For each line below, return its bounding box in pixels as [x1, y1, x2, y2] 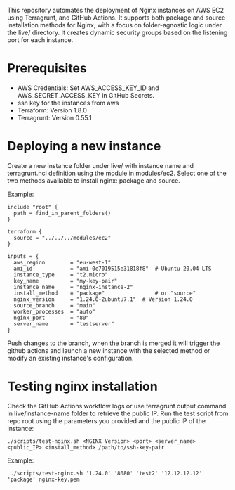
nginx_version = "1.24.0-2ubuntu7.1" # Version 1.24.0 [13, 295, 193, 303]
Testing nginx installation [7, 379, 158, 394]
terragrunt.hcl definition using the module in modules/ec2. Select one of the [7, 169, 227, 177]
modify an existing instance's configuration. [7, 354, 134, 362]
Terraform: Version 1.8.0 [17, 105, 88, 115]
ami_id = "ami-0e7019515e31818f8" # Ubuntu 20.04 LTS [13, 265, 212, 272]
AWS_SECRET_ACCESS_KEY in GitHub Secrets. [17, 91, 155, 99]
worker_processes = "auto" [13, 308, 96, 315]
